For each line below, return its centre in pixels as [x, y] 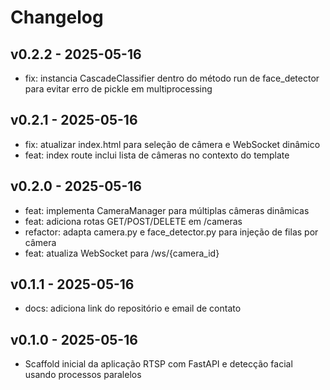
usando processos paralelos [83, 375]
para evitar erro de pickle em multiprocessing [118, 89]
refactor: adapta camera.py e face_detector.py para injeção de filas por [171, 232]
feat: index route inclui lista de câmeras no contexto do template [157, 155]
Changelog [57, 17]
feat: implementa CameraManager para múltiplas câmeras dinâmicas [167, 210]
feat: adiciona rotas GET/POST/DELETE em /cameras [133, 221]
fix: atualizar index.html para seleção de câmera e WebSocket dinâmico [172, 144]
